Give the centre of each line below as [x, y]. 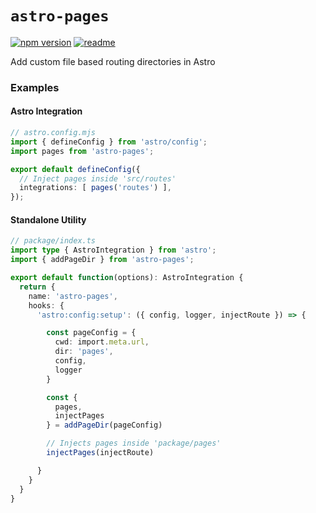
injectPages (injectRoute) [100, 453]
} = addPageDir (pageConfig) [104, 425]
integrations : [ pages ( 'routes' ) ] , [95, 188]
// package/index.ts [53, 241]
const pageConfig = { [91, 333]
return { [37, 287]
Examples [35, 87]
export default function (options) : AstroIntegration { [127, 278]
